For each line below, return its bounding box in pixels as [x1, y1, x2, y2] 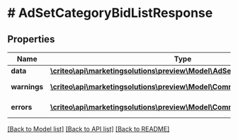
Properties [7, 33, 55, 45]
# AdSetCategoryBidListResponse [7, 5, 213, 21]
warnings [11, 82, 44, 91]
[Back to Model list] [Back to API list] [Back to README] [7, 125, 170, 133]
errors [11, 103, 33, 112]
